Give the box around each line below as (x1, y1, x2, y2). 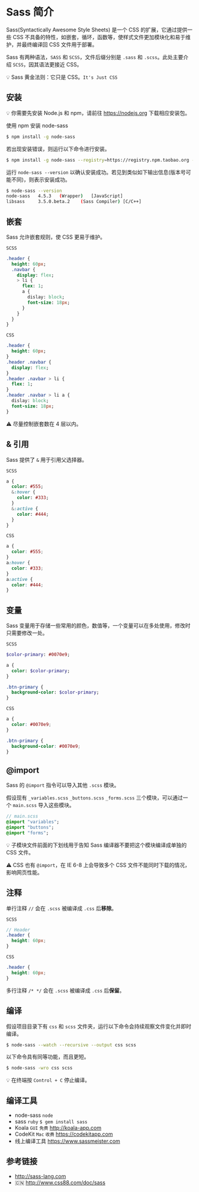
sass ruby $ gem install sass (14, 1118, 88, 1125)
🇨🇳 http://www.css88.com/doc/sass (14, 1179, 105, 1186)
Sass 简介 (6, 5, 54, 19)
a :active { (6, 576, 33, 582)
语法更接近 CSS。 (38, 60, 82, 68)
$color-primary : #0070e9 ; (6, 652, 70, 658)
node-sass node (14, 1111, 53, 1119)
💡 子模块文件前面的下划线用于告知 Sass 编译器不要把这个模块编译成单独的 (6, 841, 187, 849)
